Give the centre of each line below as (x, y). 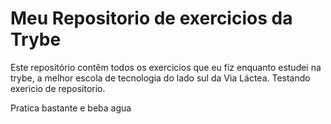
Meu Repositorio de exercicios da (151, 18)
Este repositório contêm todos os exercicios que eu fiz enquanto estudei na (166, 67)
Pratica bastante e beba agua (71, 108)
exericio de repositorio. (58, 88)
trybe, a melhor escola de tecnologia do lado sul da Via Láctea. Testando (160, 78)
